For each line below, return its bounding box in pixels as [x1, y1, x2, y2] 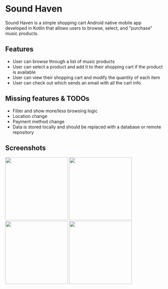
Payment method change [12, 118, 65, 124]
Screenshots [5, 143, 46, 152]
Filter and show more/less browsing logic [12, 108, 98, 114]
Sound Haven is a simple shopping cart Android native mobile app [5, 20, 142, 26]
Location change [12, 113, 48, 119]
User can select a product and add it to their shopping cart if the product [12, 63, 163, 69]
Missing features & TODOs [5, 94, 90, 103]
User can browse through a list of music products [12, 58, 115, 64]
